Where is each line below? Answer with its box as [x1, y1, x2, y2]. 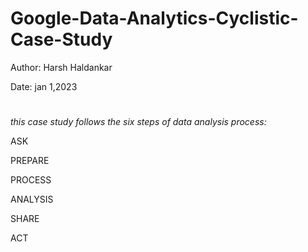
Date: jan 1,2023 [10, 80, 78, 92]
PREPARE [10, 155, 50, 167]
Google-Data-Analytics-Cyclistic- [10, 7, 299, 30]
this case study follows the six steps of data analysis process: [10, 116, 267, 128]
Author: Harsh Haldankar [10, 61, 113, 73]
